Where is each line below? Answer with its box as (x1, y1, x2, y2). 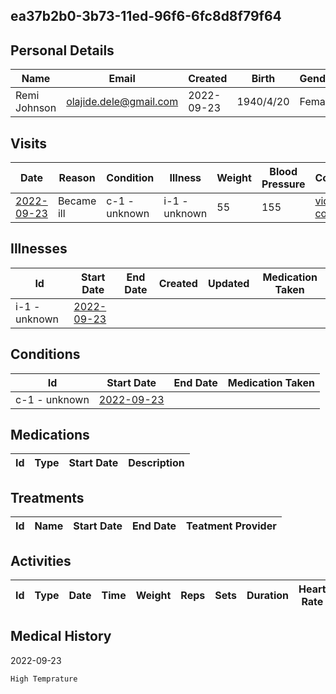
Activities (10, 552, 72, 569)
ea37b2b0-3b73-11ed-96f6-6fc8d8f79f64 (10, 8, 282, 25)
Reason (58, 171, 96, 185)
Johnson (15, 101, 57, 115)
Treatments (10, 489, 85, 506)
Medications (10, 427, 90, 444)
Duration (246, 589, 290, 603)
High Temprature (10, 674, 78, 684)
